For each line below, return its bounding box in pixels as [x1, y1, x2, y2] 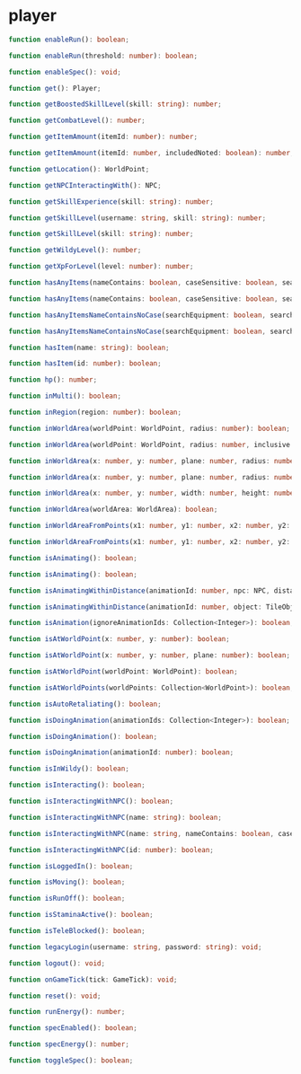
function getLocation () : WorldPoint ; [8, 164, 150, 173]
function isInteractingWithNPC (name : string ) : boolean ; [8, 813, 222, 822]
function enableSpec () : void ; [8, 67, 122, 76]
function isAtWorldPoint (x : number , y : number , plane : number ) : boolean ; [8, 651, 291, 660]
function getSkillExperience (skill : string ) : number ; [8, 197, 215, 207]
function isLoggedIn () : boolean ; [8, 861, 134, 871]
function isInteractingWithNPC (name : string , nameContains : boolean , [8, 829, 275, 838]
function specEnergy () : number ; [8, 1040, 129, 1049]
